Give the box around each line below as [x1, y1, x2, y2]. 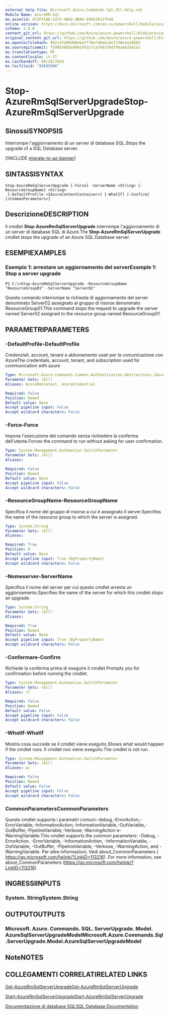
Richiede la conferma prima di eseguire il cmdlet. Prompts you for [5, 665, 140, 671]
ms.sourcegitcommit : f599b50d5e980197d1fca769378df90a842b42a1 [5, 45, 141, 50]
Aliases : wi [5, 765, 30, 771]
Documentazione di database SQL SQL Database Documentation [5, 1003, 139, 1009]
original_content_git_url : [5, 36, 62, 41]
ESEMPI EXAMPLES [5, 249, 66, 257]
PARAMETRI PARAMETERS [5, 325, 90, 334]
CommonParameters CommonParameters [5, 805, 109, 812]
